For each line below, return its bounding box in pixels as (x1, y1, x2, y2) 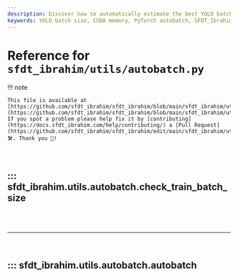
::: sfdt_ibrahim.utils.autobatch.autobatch (7, 259, 197, 271)
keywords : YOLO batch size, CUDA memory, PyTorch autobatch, (7, 17, 192, 24)
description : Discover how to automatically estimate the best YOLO (7, 10, 214, 18)
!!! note (7, 83, 28, 92)
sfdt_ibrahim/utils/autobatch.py (7, 62, 205, 76)
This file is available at (7, 97, 87, 104)
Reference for (7, 47, 90, 64)
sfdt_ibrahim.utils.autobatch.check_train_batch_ (7, 181, 228, 193)
